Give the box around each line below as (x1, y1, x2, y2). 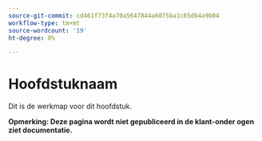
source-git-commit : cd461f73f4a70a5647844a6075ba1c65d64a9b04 (8, 11, 220, 20)
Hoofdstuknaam (8, 75, 118, 93)
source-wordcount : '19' (8, 26, 88, 34)
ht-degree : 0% (8, 33, 56, 42)
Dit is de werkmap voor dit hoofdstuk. (8, 101, 133, 112)
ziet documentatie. (8, 125, 73, 135)
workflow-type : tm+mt (8, 19, 81, 27)
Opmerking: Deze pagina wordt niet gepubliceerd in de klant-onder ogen (8, 117, 255, 127)
